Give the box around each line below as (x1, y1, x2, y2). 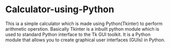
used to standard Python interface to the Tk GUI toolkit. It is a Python (5, 31, 151, 37)
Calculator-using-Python (5, 4, 114, 15)
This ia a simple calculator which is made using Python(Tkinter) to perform (5, 20, 163, 27)
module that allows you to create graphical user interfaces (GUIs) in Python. (5, 37, 165, 43)
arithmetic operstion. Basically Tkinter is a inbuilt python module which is (5, 26, 160, 32)
